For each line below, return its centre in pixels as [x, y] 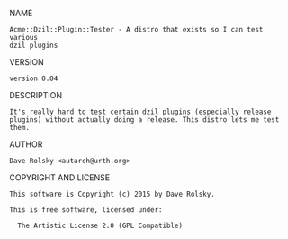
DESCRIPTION [36, 95]
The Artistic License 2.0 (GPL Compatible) [100, 225]
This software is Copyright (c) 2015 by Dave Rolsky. [112, 194]
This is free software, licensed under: [86, 210]
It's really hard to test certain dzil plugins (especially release [140, 112]
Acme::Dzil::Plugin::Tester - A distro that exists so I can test [136, 30]
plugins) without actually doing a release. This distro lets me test [144, 120]
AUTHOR [26, 144]
